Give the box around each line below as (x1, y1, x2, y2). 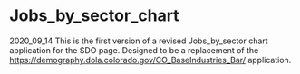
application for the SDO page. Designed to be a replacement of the (9, 44, 259, 55)
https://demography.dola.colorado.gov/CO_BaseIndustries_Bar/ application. (9, 54, 292, 65)
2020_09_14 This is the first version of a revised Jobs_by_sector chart (9, 35, 269, 46)
